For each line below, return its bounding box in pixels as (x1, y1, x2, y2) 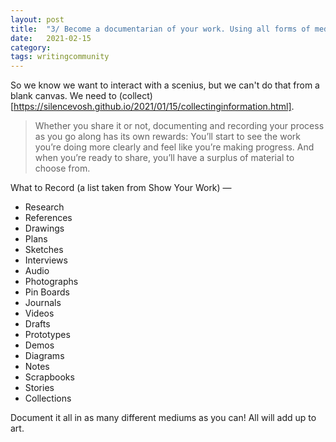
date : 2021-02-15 (10, 33, 92, 43)
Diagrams (24, 350, 65, 362)
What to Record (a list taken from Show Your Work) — (10, 182, 232, 194)
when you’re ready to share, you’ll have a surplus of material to (34, 152, 295, 164)
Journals (24, 297, 62, 309)
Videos (24, 307, 55, 320)
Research (24, 201, 65, 213)
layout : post (10, 14, 65, 25)
